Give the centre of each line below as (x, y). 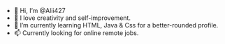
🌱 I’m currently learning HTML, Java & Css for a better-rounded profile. (116, 25)
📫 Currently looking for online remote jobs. (76, 33)
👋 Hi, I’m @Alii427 (39, 11)
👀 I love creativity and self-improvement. (72, 18)
